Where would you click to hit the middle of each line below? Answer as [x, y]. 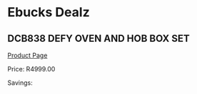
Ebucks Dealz [49, 12]
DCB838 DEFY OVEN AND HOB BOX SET [99, 39]
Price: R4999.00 [31, 69]
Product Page [27, 55]
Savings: [20, 83]
